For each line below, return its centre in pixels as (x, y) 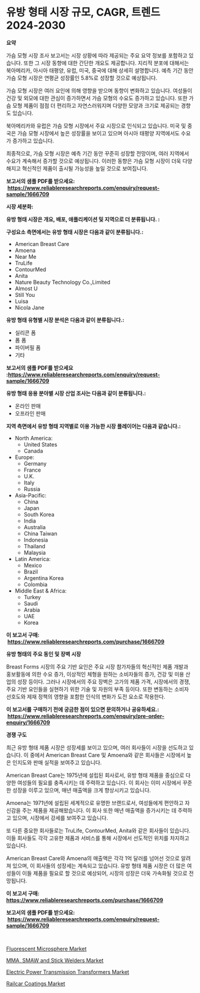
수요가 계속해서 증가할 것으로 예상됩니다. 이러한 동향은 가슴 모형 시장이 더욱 (94, 161)
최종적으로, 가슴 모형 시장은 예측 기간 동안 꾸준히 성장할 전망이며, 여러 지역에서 (98, 153)
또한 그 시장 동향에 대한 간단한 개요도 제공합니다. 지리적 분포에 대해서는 (106, 63)
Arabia (32, 610)
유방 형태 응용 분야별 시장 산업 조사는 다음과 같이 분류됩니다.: (76, 393)
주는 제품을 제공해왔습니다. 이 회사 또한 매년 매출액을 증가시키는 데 (99, 810)
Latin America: (33, 559)
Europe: (24, 457)
